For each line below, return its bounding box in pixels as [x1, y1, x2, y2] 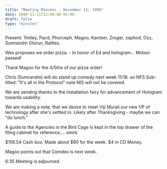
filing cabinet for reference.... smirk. [5, 130, 79, 136]
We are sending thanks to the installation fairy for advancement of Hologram [5, 89, 163, 95]
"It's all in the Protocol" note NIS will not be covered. [17, 80, 126, 85]
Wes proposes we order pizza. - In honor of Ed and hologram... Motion [5, 50, 151, 56]
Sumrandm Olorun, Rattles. [5, 40, 61, 46]
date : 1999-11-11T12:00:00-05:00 [5, 12, 75, 17]
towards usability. [5, 94, 41, 100]
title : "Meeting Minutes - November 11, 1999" [5, 7, 104, 12]
